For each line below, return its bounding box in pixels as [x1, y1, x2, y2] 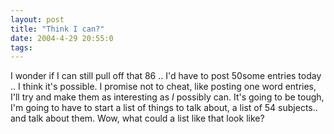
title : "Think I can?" [10, 24, 105, 34]
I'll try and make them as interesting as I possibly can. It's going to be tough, [10, 91, 325, 103]
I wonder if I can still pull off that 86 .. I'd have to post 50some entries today [10, 70, 322, 82]
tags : [10, 42, 33, 53]
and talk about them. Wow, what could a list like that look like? [10, 112, 265, 125]
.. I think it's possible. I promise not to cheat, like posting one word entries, [10, 81, 317, 93]
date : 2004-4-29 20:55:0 [10, 33, 114, 43]
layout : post [10, 14, 65, 25]
